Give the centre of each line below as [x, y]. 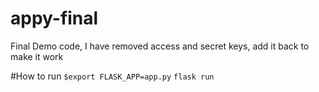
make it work [37, 56]
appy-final [54, 18]
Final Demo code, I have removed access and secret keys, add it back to [160, 46]
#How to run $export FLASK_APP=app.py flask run [112, 76]
